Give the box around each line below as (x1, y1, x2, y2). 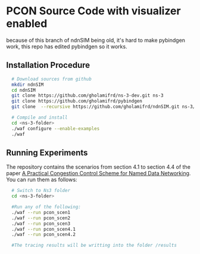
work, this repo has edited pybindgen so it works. (6, 43, 127, 50)
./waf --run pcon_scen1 (11, 209, 70, 215)
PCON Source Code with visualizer (6, 4, 181, 18)
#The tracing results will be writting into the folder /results (11, 243, 177, 249)
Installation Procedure (6, 60, 90, 70)
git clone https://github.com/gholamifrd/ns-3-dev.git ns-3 (11, 92, 164, 99)
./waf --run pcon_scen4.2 (11, 231, 76, 238)
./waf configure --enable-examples (11, 125, 100, 132)
